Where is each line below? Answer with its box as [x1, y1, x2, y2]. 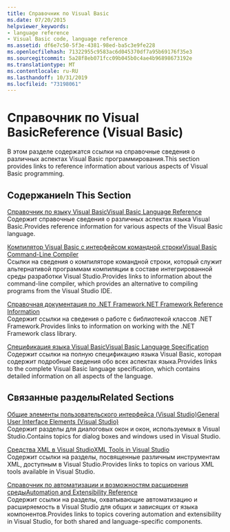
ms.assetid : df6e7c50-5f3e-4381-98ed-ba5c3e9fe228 [7, 42, 156, 49]
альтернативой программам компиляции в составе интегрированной [7, 265, 213, 273]
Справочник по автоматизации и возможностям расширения [7, 480, 189, 489]
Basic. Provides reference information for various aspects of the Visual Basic [7, 222, 223, 231]
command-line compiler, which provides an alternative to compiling [7, 279, 198, 288]
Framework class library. [7, 330, 77, 337]
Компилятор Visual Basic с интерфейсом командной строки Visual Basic [7, 243, 218, 251]
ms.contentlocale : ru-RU [7, 67, 79, 74]
